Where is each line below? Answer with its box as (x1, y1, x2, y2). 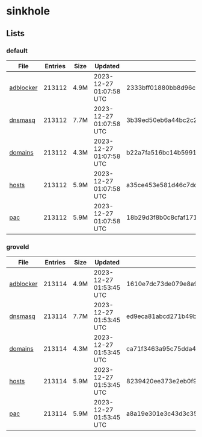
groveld (6, 243, 29, 251)
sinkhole (6, 4, 50, 18)
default (6, 46, 28, 55)
